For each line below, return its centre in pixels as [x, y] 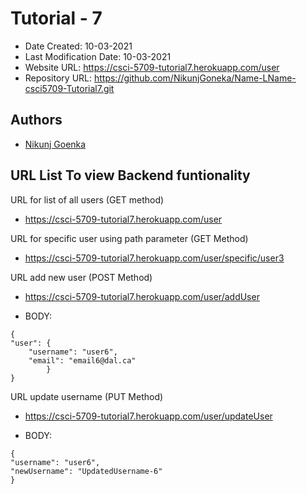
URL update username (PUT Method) [87, 396]
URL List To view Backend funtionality [130, 175]
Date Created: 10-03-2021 [78, 46]
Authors [36, 120]
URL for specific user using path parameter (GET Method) [129, 238]
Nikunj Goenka [55, 144]
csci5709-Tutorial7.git [69, 88]
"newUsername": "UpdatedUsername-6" [86, 471]
